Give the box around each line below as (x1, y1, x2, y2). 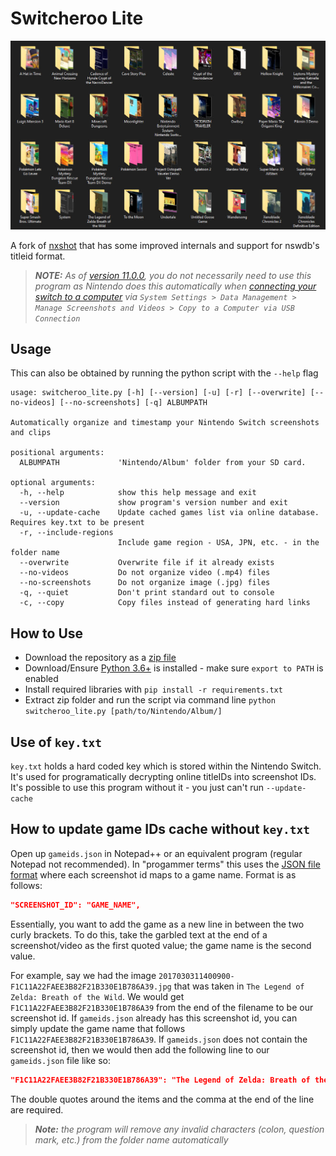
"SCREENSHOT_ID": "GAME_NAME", (10, 900, 141, 910)
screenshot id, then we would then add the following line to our (10, 1043, 270, 1056)
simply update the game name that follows (10, 1022, 186, 1034)
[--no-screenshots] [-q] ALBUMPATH (59, 398, 208, 408)
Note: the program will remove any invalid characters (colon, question (34, 1123, 325, 1135)
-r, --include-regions (19, 528, 114, 538)
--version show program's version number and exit (19, 498, 288, 508)
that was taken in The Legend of (173, 980, 305, 992)
